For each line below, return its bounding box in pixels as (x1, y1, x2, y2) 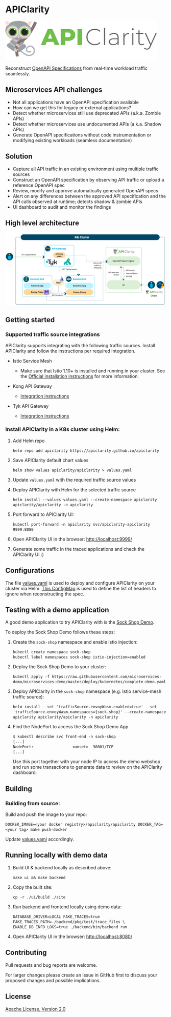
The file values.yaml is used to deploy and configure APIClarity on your (5, 580, 155, 586)
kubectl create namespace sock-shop (12, 650, 91, 655)
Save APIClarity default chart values (12, 457, 89, 463)
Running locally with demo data (5, 851, 108, 860)
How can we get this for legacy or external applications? (12, 104, 131, 111)
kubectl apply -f (12, 674, 50, 680)
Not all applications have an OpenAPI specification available (12, 99, 139, 105)
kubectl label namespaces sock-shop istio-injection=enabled (12, 655, 146, 660)
